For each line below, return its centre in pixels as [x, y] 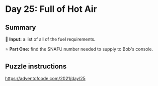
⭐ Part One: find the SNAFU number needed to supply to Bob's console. [79, 49]
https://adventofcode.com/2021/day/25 [45, 78]
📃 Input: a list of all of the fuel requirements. [50, 39]
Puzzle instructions [36, 66]
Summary [21, 27]
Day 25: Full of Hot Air [51, 9]
